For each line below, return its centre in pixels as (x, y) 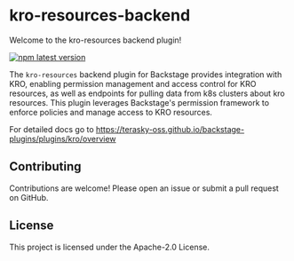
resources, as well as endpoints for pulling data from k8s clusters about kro (147, 93)
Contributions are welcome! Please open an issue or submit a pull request (144, 188)
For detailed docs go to (52, 129)
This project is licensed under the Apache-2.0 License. (110, 247)
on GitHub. (29, 197)
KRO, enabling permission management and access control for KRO (133, 83)
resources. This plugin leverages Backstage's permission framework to (139, 102)
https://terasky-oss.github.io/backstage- (171, 129)
